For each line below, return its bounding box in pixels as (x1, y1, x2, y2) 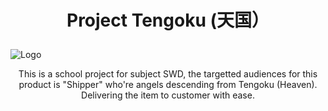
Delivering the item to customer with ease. (81, 89, 255, 101)
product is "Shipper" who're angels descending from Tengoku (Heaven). (18, 79, 318, 91)
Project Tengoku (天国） (66, 9, 270, 32)
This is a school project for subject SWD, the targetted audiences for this (18, 68, 318, 80)
